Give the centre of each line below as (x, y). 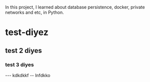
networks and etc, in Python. (35, 12)
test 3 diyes (20, 65)
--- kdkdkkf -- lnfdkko (28, 75)
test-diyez (27, 32)
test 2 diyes (24, 51)
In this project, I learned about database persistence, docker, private (75, 7)
